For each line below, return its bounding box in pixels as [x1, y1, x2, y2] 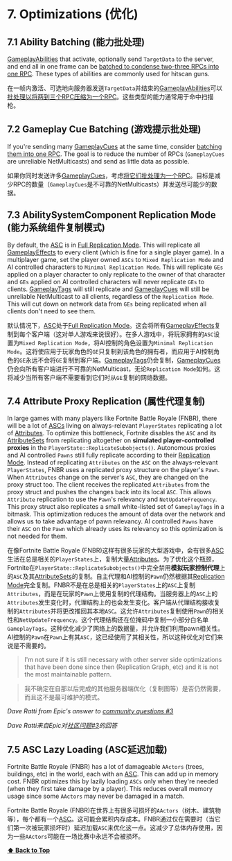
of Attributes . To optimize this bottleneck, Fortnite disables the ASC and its [7, 429, 217, 437]
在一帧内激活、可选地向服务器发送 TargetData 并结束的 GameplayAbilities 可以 [7, 84, 223, 92]
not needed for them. [7, 532, 68, 541]
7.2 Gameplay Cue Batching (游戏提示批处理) [7, 123, 202, 135]
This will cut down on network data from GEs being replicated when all [7, 299, 206, 308]
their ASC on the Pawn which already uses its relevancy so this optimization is [7, 525, 224, 533]
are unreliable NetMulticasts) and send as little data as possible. [7, 157, 190, 165]
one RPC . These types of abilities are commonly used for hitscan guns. [7, 70, 210, 78]
